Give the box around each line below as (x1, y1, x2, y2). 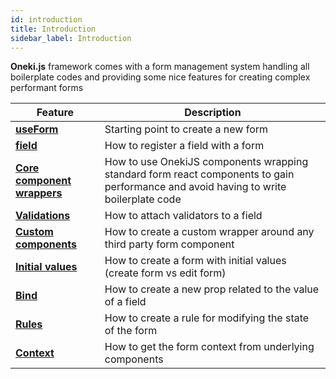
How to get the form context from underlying (104, 340, 315, 354)
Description (184, 106, 242, 120)
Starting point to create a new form (104, 122, 269, 136)
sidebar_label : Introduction (10, 33, 132, 43)
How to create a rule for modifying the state (104, 311, 310, 325)
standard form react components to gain (104, 167, 295, 181)
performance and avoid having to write (104, 180, 287, 194)
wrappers (15, 186, 63, 200)
